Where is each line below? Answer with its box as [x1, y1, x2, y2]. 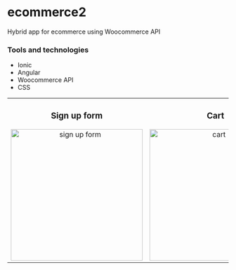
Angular [17, 68, 41, 77]
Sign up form [51, 110, 103, 121]
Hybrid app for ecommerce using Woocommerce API [7, 27, 161, 36]
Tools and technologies [7, 45, 89, 55]
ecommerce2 [7, 4, 86, 20]
